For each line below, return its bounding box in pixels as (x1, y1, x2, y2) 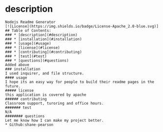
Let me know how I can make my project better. (5, 118, 104, 123)
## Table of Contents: (5, 28, 51, 33)
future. (5, 84, 21, 88)
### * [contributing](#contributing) (5, 49, 82, 54)
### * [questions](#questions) (5, 58, 69, 63)
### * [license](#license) (5, 45, 60, 50)
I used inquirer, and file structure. (5, 71, 84, 76)
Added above (5, 62, 29, 67)
